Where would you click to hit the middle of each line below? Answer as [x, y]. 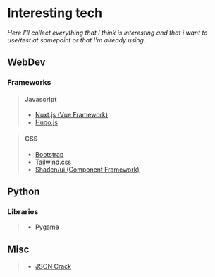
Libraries [23, 211]
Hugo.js [47, 122]
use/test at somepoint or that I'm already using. [76, 40]
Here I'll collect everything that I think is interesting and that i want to [107, 33]
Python [24, 192]
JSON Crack [53, 266]
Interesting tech [55, 13]
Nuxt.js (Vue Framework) [71, 115]
